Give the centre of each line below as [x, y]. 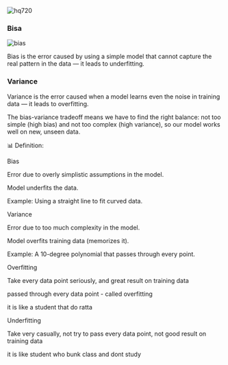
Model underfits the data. [43, 188]
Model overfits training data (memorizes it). [68, 240]
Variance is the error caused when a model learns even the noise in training [114, 97]
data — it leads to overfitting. [48, 103]
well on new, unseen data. [44, 131]
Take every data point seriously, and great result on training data [98, 280]
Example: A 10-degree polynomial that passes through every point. [101, 254]
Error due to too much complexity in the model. [74, 227]
